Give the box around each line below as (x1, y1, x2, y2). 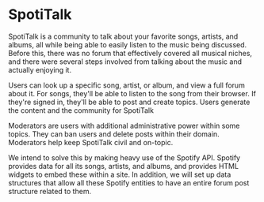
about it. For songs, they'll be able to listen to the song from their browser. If (8, 88, 256, 98)
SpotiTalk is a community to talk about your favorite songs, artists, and (8, 32, 239, 41)
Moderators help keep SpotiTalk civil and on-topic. (8, 137, 174, 147)
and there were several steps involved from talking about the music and (8, 57, 242, 66)
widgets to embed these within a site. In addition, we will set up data (8, 170, 231, 179)
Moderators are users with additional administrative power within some (8, 121, 240, 130)
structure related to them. (8, 186, 92, 196)
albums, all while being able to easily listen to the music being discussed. (8, 39, 247, 49)
